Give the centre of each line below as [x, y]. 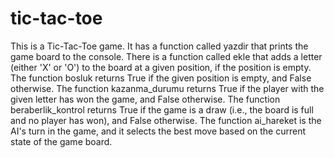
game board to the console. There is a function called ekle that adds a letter [166, 56]
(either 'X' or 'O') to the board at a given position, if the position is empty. [161, 67]
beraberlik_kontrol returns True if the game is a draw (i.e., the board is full [162, 109]
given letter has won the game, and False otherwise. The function [145, 99]
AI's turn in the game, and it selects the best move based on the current [158, 131]
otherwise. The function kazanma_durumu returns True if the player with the [167, 88]
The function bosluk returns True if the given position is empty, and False [161, 78]
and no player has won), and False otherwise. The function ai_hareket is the [166, 120]
